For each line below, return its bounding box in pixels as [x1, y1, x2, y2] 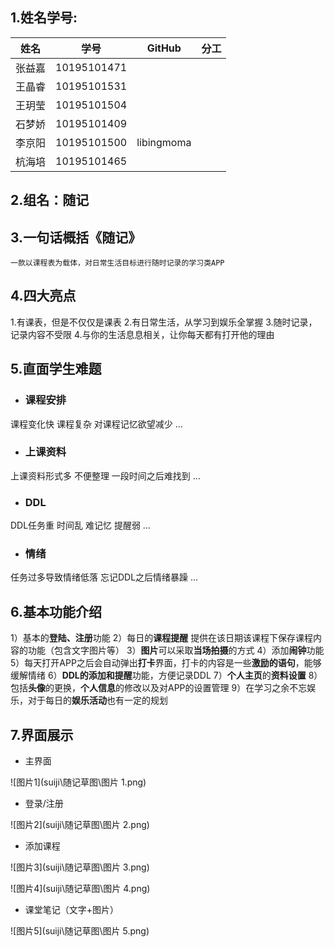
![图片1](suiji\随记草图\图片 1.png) [10, 776, 147, 788]
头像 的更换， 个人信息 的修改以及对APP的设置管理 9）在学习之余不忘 [28, 682, 308, 694]
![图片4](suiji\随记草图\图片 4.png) [10, 883, 151, 895]
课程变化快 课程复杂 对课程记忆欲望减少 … [10, 418, 183, 430]
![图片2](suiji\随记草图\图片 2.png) [10, 819, 150, 831]
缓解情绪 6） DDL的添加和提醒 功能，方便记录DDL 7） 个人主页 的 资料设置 [10, 669, 307, 682]
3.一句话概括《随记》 [10, 229, 142, 246]
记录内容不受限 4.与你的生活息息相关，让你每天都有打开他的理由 [10, 328, 275, 340]
